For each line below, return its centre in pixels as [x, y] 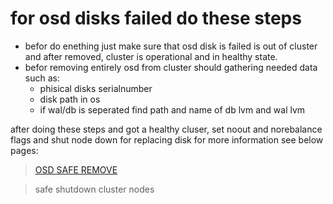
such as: [42, 78]
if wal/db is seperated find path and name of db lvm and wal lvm [172, 109]
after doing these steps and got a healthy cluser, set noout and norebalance [166, 129]
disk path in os [70, 99]
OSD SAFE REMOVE [76, 169]
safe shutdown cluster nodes [94, 189]
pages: [24, 150]
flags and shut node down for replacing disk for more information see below [167, 139]
